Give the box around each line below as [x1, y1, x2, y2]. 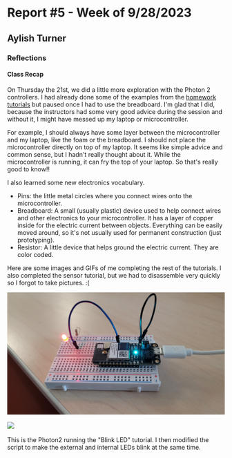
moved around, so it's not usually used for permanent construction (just [17, 228, 222, 236]
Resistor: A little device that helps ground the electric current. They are [17, 243, 219, 251]
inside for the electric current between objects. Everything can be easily [17, 221, 223, 229]
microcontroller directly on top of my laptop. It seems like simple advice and [7, 143, 223, 151]
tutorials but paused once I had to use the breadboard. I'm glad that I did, [7, 100, 215, 108]
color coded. [17, 250, 54, 258]
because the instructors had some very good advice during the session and [7, 107, 223, 115]
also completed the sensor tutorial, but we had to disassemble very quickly [7, 271, 221, 279]
